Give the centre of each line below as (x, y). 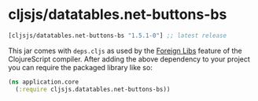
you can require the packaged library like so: (81, 67)
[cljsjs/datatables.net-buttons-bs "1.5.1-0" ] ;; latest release (117, 36)
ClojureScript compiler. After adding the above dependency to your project (129, 59)
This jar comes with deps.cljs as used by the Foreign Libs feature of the (125, 50)
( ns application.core (44, 82)
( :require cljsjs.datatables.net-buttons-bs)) (93, 89)
